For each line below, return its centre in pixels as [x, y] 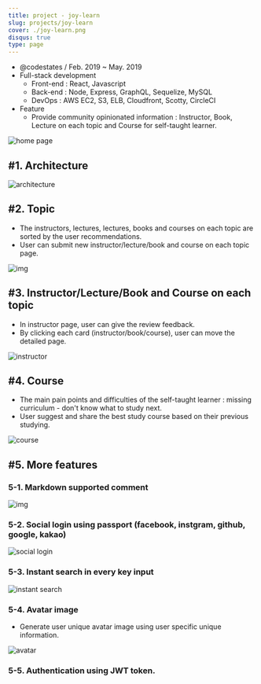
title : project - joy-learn [54, 15]
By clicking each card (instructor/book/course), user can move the [127, 333]
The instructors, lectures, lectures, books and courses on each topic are [136, 228]
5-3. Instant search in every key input [81, 572]
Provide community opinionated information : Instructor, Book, [132, 117]
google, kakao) [37, 534]
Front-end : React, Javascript [78, 84]
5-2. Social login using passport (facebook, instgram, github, [127, 524]
